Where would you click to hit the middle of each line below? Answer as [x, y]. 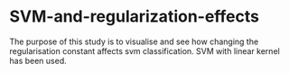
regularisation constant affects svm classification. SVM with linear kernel [144, 50]
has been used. [38, 60]
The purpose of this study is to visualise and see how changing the [134, 41]
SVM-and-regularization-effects [135, 17]
